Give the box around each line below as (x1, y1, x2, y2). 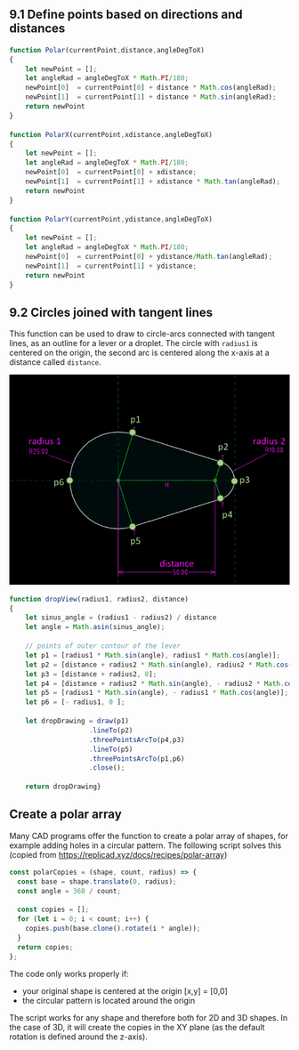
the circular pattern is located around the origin (21, 995, 196, 1006)
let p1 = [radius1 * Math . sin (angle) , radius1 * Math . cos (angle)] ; (25, 650, 280, 659)
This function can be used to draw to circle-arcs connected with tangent (9, 328, 276, 339)
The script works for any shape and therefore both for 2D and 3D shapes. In (9, 1012, 287, 1022)
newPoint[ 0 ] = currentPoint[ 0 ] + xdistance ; (25, 168, 198, 177)
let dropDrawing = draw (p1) (25, 716, 129, 726)
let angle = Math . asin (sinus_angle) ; (25, 623, 166, 632)
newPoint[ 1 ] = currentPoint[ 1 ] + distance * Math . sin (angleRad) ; (25, 93, 277, 101)
